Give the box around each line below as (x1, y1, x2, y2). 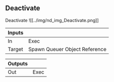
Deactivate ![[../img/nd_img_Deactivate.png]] (5, 17, 99, 23)
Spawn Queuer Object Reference (28, 45, 107, 52)
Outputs (8, 60, 28, 67)
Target (8, 45, 24, 52)
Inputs (8, 29, 24, 36)
